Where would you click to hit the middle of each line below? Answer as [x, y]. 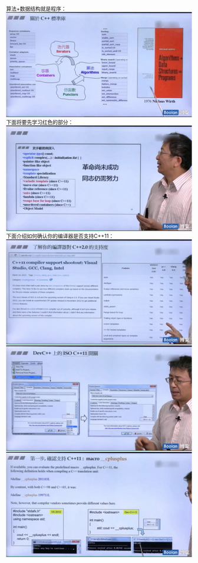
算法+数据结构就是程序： [36, 9]
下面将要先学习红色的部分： [40, 122]
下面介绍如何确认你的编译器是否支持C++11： [60, 236]
